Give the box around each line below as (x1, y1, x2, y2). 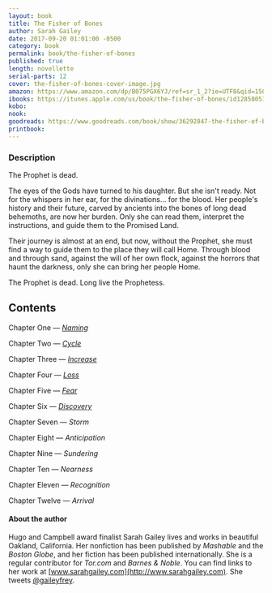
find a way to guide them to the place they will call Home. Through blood (8, 245, 251, 255)
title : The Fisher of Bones (8, 19, 104, 28)
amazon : (8, 87, 35, 96)
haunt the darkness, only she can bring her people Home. (8, 262, 201, 272)
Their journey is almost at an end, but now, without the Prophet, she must (8, 236, 253, 246)
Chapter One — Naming (8, 322, 89, 333)
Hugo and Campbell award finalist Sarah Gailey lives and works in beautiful (8, 532, 259, 542)
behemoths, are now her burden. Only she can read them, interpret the (8, 212, 244, 221)
